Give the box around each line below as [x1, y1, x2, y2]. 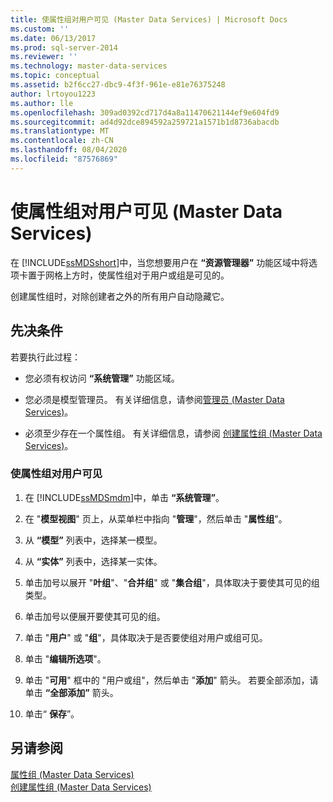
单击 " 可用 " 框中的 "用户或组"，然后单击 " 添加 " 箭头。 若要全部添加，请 [24, 674, 319, 686]
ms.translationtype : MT [10, 126, 110, 136]
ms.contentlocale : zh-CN [10, 136, 114, 146]
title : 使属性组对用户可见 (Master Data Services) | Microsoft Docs [10, 14, 288, 25]
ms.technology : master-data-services [10, 61, 168, 71]
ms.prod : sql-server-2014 [10, 42, 118, 53]
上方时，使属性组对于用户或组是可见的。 [62, 269, 230, 281]
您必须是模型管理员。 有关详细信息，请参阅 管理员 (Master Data [24, 393, 285, 405]
